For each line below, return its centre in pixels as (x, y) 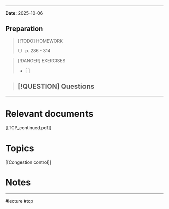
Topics (20, 148)
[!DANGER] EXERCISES (41, 60)
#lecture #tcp (19, 201)
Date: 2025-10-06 (24, 13)
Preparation (24, 29)
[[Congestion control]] (28, 162)
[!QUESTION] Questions (56, 86)
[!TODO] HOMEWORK (40, 41)
